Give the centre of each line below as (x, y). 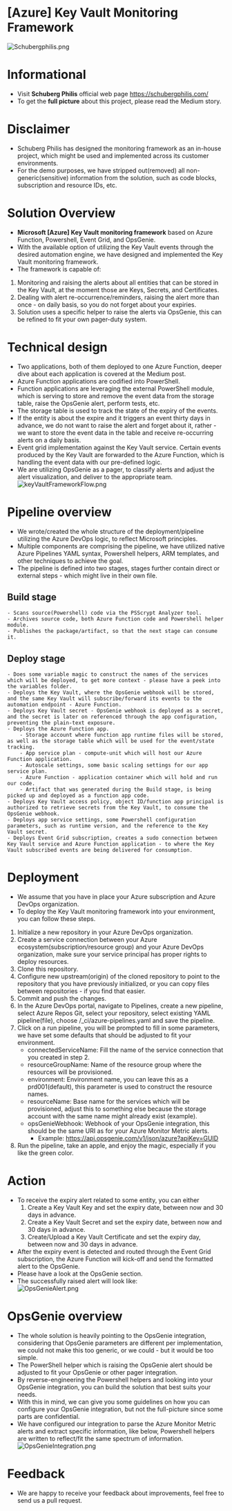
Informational (47, 75)
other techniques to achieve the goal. (70, 561)
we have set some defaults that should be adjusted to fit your (104, 1035)
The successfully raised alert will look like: (77, 1281)
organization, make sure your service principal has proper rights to (112, 954)
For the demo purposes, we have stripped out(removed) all (101, 170)
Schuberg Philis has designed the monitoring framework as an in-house (119, 148)
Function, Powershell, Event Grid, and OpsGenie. (86, 240)
